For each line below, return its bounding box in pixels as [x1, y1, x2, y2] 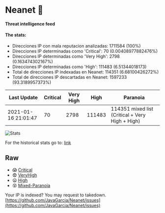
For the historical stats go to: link [5, 140, 71, 145]
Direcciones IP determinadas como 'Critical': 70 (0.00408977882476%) [12, 48, 158, 54]
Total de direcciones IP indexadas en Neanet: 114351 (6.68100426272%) [12, 69, 159, 75]
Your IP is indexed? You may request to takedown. [5, 192, 107, 198]
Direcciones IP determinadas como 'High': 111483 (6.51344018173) [12, 64, 147, 70]
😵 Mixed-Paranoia [12, 182, 51, 188]
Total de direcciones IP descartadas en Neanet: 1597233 [12, 74, 127, 80]
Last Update [9, 94, 38, 101]
